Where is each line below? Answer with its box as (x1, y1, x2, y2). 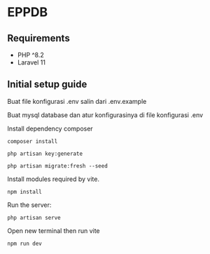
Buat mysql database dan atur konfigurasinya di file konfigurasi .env (7, 110, 204, 119)
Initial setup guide (7, 79, 87, 91)
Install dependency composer (7, 124, 93, 133)
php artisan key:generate (7, 150, 83, 157)
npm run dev (7, 240, 42, 247)
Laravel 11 (17, 58, 45, 67)
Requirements (7, 32, 70, 44)
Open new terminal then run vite (7, 226, 100, 235)
